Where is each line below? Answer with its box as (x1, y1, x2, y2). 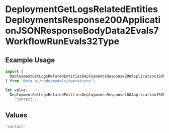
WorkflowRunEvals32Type (5, 36, 120, 47)
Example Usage (5, 55, 55, 64)
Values (5, 111, 28, 119)
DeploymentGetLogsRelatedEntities (5, 4, 158, 15)
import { (5, 69, 24, 74)
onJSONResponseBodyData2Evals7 (5, 25, 159, 36)
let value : (5, 87, 28, 93)
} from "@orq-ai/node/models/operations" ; (5, 78, 96, 84)
